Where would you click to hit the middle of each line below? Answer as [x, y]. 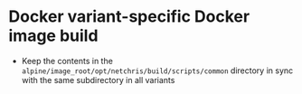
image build [53, 36]
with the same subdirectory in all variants [98, 80]
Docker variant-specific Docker [129, 17]
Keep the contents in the [67, 61]
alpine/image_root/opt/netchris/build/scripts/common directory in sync [157, 70]
